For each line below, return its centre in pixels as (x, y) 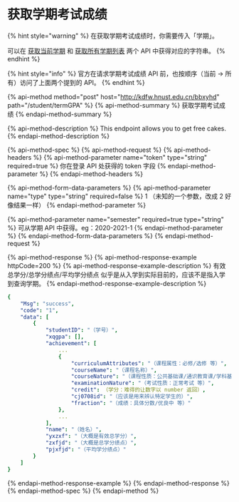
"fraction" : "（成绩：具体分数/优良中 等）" (131, 403)
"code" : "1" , (39, 310)
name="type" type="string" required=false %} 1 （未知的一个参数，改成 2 (116, 196)
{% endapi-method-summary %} (64, 114)
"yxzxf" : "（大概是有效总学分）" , (91, 436)
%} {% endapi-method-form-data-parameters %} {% (85, 235)
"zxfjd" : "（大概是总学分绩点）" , (91, 443)
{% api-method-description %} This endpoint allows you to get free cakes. (117, 128)
